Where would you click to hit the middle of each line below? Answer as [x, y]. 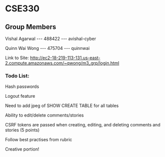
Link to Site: [17, 58]
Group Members [31, 27]
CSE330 [22, 9]
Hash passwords [22, 86]
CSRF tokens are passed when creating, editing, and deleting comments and [83, 125]
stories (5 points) [22, 130]
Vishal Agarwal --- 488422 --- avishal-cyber [50, 39]
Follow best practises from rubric [39, 140]
